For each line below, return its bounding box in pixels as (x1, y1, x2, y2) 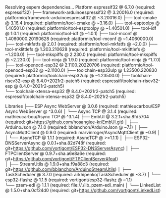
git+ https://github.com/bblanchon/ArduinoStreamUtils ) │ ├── (5, 166, 131, 172)
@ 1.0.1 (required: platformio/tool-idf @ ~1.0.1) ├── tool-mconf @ (5, 31, 138, 36)
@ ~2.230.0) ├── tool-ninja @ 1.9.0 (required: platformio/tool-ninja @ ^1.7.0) (5, 57, 161, 62)
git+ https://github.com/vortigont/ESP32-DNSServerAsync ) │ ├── (5, 146, 140, 151)
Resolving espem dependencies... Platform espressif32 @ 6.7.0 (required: (5, 4, 156, 10)
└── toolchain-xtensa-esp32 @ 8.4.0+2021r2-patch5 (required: (5, 89, 136, 94)
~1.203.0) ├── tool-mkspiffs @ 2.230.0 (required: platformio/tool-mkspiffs (5, 51, 158, 57)
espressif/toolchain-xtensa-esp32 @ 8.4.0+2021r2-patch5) (5, 94, 126, 99)
